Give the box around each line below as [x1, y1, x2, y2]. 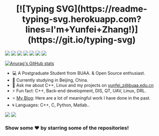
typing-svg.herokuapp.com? [22, 14, 141, 25]
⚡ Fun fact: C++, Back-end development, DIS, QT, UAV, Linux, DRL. [12, 87, 146, 93]
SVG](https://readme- [56, 3, 147, 15]
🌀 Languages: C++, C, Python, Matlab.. [12, 102, 90, 108]
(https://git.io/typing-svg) [27, 34, 136, 46]
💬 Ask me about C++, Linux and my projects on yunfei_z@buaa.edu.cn [12, 82, 154, 88]
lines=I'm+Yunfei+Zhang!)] [25, 24, 139, 35]
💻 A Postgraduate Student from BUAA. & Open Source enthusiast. [12, 70, 145, 76]
